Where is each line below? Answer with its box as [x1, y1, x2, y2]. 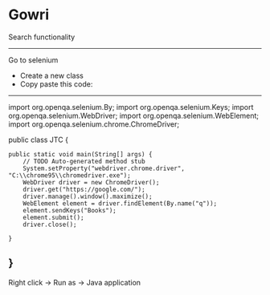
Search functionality [8, 32, 76, 42]
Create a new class [19, 71, 84, 80]
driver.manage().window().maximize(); [22, 192, 153, 200]
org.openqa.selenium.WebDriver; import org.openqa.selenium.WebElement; [8, 111, 260, 120]
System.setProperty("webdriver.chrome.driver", [22, 164, 185, 172]
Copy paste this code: [19, 79, 93, 89]
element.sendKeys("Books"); [22, 206, 117, 214]
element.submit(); [22, 213, 84, 221]
